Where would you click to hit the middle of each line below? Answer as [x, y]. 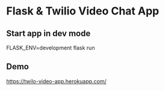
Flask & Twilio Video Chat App [83, 11]
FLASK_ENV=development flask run [51, 48]
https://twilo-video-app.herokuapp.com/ [56, 81]
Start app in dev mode [48, 33]
